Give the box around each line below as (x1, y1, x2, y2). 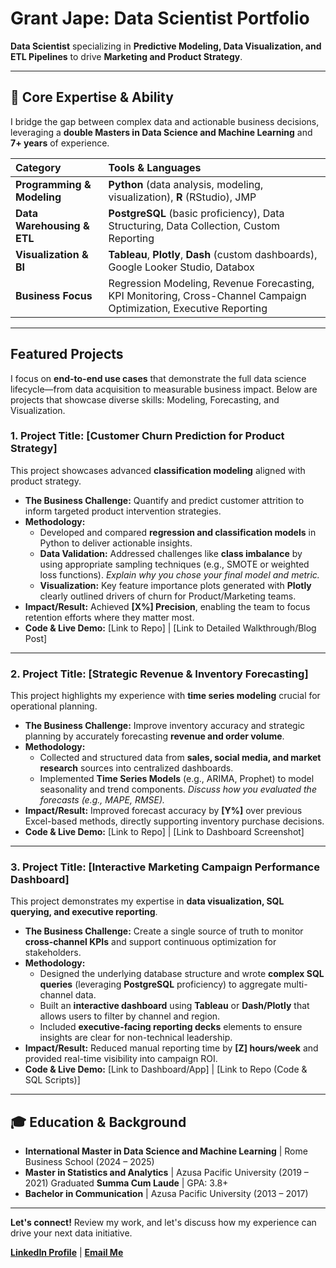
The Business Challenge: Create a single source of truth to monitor (24, 925, 304, 937)
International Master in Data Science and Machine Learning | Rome (24, 1145, 308, 1157)
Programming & (15, 177, 92, 191)
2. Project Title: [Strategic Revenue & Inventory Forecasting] (10, 667, 309, 681)
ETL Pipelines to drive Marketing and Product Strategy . (10, 50, 243, 62)
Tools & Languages (108, 160, 202, 174)
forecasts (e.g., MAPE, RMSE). (39, 794, 166, 806)
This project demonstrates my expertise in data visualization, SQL (10, 895, 285, 907)
